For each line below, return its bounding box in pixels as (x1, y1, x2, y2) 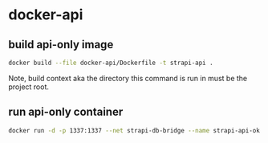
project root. (8, 82, 50, 92)
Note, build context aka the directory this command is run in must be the (8, 73, 247, 83)
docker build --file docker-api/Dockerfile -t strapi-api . (8, 59, 214, 67)
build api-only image (8, 38, 114, 51)
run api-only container (8, 105, 124, 119)
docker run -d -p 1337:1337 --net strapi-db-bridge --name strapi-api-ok (8, 126, 261, 134)
